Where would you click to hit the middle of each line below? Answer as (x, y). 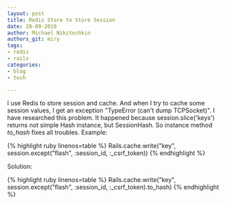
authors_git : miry (33, 39)
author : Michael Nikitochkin (49, 33)
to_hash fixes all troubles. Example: (58, 132)
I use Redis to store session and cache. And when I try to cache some (106, 103)
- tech (17, 78)
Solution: (20, 167)
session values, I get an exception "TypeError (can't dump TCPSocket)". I (111, 110)
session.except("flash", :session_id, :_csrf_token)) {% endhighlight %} (106, 153)
